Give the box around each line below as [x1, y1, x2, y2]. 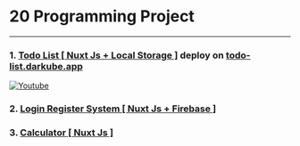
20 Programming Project [9, 6, 195, 27]
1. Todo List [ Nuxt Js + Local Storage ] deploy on [9, 49, 225, 61]
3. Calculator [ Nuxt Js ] [9, 126, 114, 139]
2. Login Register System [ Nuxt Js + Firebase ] [9, 102, 217, 115]
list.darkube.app [9, 60, 83, 72]
